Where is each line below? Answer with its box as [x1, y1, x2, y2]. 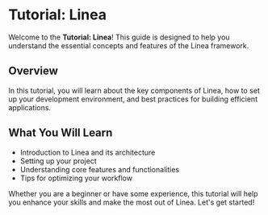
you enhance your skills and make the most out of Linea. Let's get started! [8, 197, 255, 207]
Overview [8, 64, 59, 78]
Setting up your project [19, 155, 97, 166]
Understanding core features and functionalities [19, 164, 180, 174]
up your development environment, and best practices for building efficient [8, 94, 258, 104]
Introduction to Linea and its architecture [19, 147, 156, 157]
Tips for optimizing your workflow [19, 173, 133, 183]
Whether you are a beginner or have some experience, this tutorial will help [8, 188, 258, 198]
